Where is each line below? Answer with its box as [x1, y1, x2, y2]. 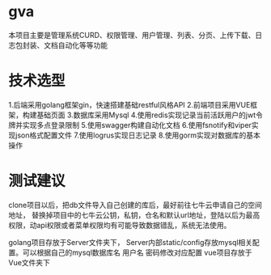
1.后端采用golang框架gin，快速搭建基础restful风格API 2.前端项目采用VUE [8, 99, 251, 109]
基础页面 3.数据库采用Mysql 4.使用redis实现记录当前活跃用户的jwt [36, 110, 256, 120]
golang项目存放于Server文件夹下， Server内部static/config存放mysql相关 [8, 237, 253, 247]
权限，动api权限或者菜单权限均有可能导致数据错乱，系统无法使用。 [8, 220, 231, 230]
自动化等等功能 [57, 40, 108, 50]
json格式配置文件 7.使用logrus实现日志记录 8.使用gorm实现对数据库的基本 [15, 130, 260, 140]
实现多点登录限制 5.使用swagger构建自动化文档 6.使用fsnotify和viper [22, 120, 252, 129]
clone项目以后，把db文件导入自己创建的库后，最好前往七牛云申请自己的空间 [8, 200, 263, 209]
